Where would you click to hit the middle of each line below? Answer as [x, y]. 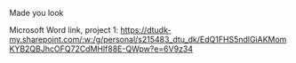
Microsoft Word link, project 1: [64, 30]
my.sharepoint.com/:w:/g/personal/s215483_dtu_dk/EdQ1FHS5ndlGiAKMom [148, 39]
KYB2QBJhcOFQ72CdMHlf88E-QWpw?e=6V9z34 [101, 49]
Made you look [36, 13]
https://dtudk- [145, 30]
